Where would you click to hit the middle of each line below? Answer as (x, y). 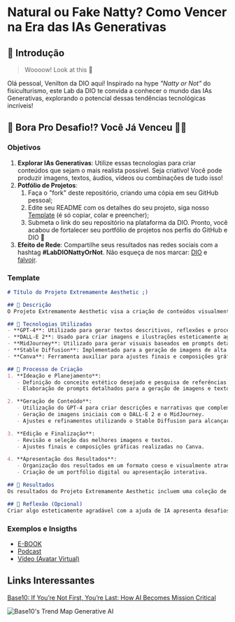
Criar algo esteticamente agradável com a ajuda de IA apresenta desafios (119, 511)
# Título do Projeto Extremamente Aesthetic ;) (78, 292)
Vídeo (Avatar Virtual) (48, 558)
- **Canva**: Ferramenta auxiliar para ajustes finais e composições (111, 357)
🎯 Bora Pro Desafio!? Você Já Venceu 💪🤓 (97, 128)
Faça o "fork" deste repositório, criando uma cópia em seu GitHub (123, 193)
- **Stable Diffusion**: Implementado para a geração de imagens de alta (117, 350)
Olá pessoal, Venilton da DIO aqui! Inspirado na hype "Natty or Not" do (109, 83)
